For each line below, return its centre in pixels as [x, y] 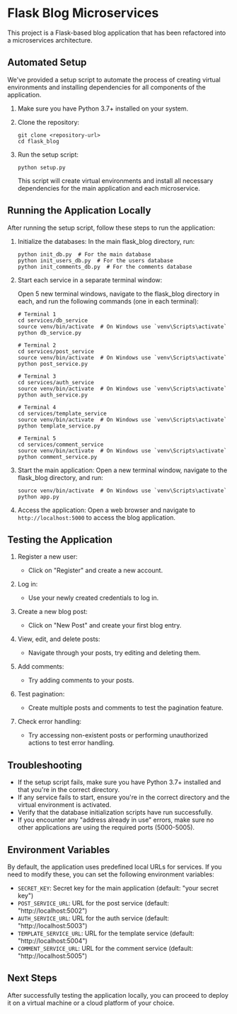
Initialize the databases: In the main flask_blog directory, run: [106, 241]
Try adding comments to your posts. [81, 680]
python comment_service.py [57, 457]
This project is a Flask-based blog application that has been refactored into [117, 33]
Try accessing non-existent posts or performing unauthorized [118, 735]
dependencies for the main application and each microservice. [109, 188]
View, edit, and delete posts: [59, 639]
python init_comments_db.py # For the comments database [105, 267]
